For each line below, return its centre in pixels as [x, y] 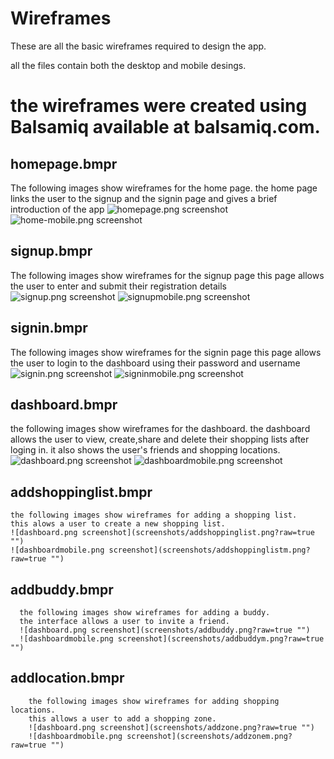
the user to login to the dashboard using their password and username [155, 363]
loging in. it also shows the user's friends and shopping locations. [145, 450]
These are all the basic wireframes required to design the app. [138, 46]
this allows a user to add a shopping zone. [122, 718]
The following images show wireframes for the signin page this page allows [166, 352]
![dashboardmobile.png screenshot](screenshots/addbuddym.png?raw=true [172, 639]
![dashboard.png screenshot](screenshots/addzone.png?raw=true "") [171, 727]
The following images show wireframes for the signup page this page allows [167, 275]
